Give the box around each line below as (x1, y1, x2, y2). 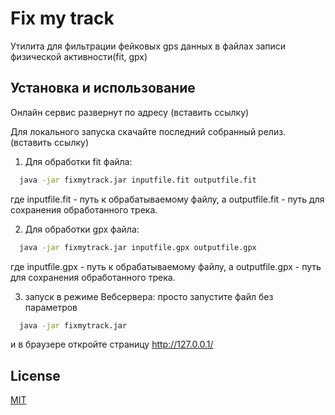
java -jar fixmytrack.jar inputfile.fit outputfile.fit (19, 175, 257, 185)
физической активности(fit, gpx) (10, 50, 148, 62)
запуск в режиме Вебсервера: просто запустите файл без (24, 290, 274, 302)
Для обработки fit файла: (24, 155, 133, 167)
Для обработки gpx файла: (24, 223, 140, 235)
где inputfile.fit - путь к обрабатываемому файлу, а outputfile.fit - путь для (10, 193, 325, 205)
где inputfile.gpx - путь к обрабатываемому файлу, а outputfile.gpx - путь (10, 260, 322, 272)
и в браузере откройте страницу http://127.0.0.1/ (10, 338, 214, 351)
